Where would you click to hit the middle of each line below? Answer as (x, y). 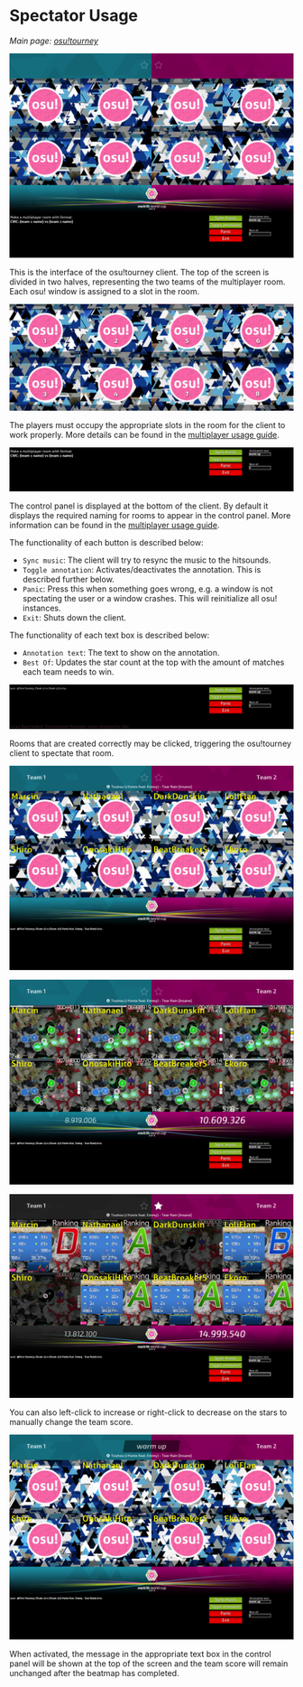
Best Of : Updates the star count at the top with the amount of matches (153, 662)
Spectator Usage (73, 16)
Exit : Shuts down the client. (74, 618)
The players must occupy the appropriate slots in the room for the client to (147, 424)
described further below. (68, 580)
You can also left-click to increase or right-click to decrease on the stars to (148, 1412)
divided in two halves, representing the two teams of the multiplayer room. (147, 282)
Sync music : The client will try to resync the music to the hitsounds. (147, 560)
